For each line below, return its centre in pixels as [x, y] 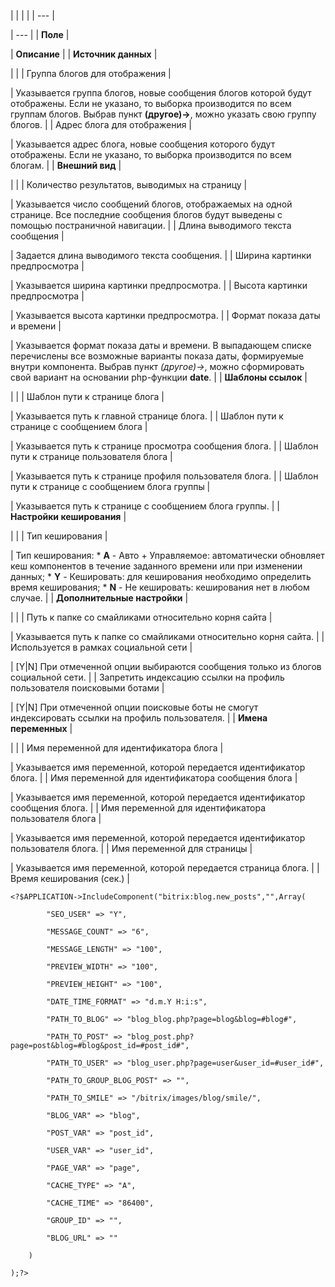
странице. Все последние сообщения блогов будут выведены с [146, 214]
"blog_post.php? [160, 1037]
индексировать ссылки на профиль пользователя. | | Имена [139, 718]
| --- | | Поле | [40, 34]
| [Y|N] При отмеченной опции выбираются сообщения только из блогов [166, 666]
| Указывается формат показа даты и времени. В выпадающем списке [161, 345]
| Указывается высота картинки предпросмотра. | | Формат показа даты [165, 315]
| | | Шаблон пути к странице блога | [87, 396]
